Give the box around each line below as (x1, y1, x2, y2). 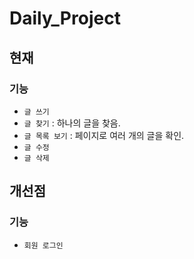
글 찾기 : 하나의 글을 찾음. (23, 117, 121, 129)
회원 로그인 (23, 240, 64, 251)
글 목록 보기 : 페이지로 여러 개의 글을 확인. (23, 129, 185, 141)
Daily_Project (9, 7, 121, 30)
